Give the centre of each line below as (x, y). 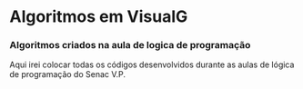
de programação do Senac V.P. (67, 74)
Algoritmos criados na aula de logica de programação (130, 45)
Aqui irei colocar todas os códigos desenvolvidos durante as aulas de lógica (152, 64)
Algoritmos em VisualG (99, 17)
